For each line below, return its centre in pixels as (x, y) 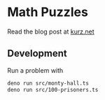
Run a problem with (35, 70)
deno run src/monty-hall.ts (48, 83)
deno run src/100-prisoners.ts (53, 90)
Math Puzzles (48, 12)
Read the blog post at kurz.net (51, 31)
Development (37, 53)
